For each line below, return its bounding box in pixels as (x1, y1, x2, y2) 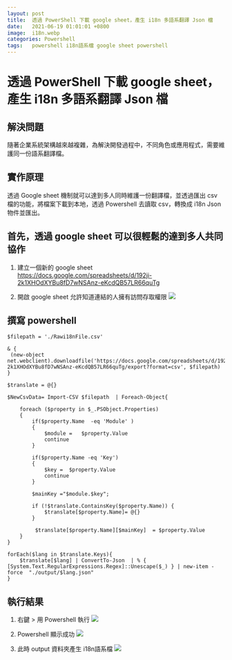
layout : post (7, 10, 45, 17)
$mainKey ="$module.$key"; (32, 491, 110, 498)
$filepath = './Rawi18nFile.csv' (7, 333, 104, 341)
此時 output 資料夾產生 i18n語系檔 (17, 645, 113, 653)
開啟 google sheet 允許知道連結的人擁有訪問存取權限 (17, 292, 167, 301)
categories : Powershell (7, 36, 76, 43)
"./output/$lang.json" (28, 569, 95, 576)
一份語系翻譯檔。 (19, 149, 68, 158)
